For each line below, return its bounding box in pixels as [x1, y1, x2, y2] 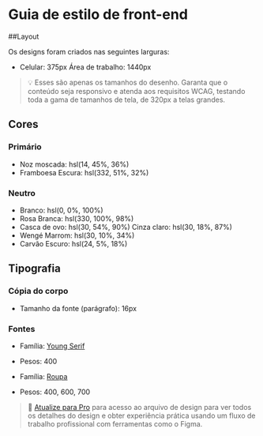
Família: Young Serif [19, 341, 85, 351]
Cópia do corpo [8, 286, 69, 297]
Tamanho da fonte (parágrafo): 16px [19, 303, 137, 313]
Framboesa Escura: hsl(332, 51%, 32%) [19, 167, 149, 177]
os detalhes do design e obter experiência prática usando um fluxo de [27, 411, 256, 420]
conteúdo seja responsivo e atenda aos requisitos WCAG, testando [27, 86, 246, 96]
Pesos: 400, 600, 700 [19, 387, 91, 397]
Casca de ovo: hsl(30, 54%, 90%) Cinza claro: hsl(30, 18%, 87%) [19, 222, 233, 231]
